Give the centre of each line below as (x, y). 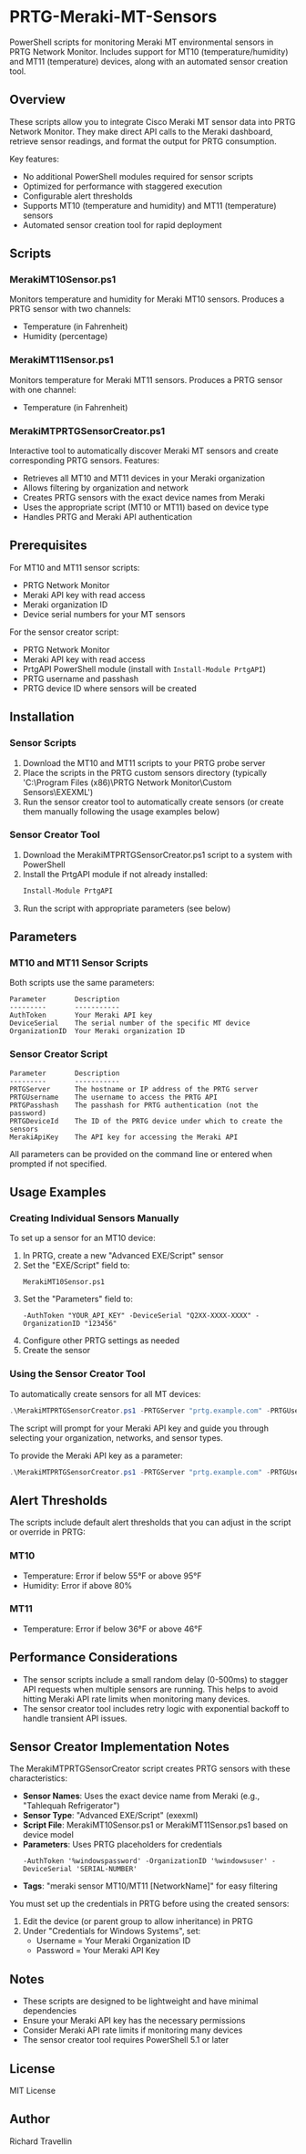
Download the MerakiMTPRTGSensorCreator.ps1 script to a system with (158, 854)
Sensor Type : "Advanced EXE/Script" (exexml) (110, 1816)
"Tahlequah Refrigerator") (71, 1806)
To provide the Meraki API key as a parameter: (97, 1455)
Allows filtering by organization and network (105, 488)
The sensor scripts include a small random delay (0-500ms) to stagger (155, 1679)
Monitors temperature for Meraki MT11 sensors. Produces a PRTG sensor (146, 379)
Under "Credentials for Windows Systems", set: (112, 1931)
